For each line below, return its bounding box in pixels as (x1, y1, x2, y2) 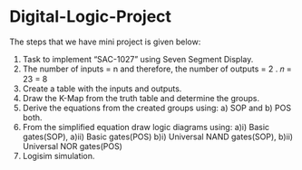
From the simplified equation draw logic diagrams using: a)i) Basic (22, 121, 270, 132)
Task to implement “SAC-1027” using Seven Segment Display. (22, 53, 254, 64)
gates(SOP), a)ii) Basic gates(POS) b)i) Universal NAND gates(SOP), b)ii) (22, 131, 293, 142)
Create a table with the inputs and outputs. (22, 83, 182, 94)
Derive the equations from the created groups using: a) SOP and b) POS (22, 102, 292, 113)
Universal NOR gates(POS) (22, 140, 122, 151)
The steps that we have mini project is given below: (9, 36, 201, 47)
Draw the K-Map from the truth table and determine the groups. (22, 92, 260, 103)
